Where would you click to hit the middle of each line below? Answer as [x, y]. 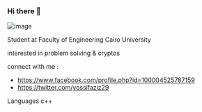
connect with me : [33, 67]
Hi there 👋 [24, 11]
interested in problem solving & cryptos [64, 53]
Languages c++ [30, 101]
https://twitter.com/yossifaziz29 [63, 88]
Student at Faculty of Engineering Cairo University [79, 40]
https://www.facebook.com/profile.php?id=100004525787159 [106, 80]
